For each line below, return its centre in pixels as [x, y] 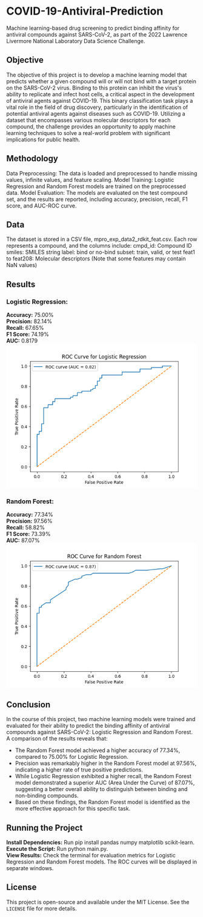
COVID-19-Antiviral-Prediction [85, 11]
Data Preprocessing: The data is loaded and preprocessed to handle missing [102, 173]
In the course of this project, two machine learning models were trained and [101, 719]
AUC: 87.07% [23, 540]
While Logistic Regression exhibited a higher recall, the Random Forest [103, 776]
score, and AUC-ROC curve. [42, 206]
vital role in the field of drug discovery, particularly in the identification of [97, 107]
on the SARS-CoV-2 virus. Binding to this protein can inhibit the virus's [94, 88]
